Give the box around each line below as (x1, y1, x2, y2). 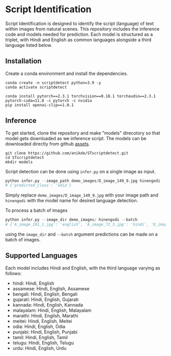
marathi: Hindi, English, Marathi (12, 312, 78, 319)
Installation (5, 57, 42, 66)
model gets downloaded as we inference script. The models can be (5, 135, 147, 141)
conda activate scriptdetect (5, 85, 67, 90)
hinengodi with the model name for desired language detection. (5, 198, 138, 204)
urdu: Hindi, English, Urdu (12, 345, 67, 351)
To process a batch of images (5, 207, 68, 213)
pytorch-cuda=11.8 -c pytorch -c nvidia (5, 98, 93, 103)
